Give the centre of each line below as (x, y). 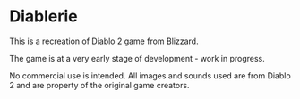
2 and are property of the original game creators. (99, 85)
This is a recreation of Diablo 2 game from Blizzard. (104, 41)
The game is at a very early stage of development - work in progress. (137, 58)
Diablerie (43, 16)
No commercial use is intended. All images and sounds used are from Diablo (150, 75)
